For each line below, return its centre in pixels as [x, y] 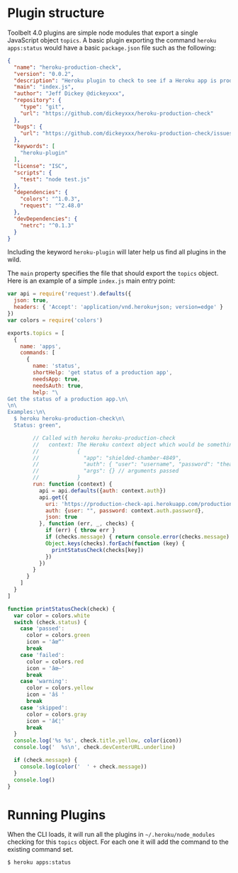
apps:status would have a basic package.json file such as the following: [112, 47]
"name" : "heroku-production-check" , [68, 67]
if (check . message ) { [46, 760]
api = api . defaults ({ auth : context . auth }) [102, 490]
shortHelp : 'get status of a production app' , [103, 373]
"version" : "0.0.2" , [44, 74]
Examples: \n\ [27, 412]
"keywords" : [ [34, 147]
